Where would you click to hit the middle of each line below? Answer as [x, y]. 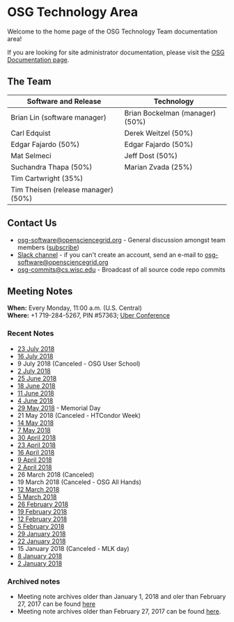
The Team [30, 82]
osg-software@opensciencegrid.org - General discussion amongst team [122, 240]
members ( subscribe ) [48, 247]
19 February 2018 [42, 511]
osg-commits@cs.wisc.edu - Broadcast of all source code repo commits [121, 270]
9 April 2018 [34, 460]
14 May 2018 [36, 423]
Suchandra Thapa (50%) [52, 166]
